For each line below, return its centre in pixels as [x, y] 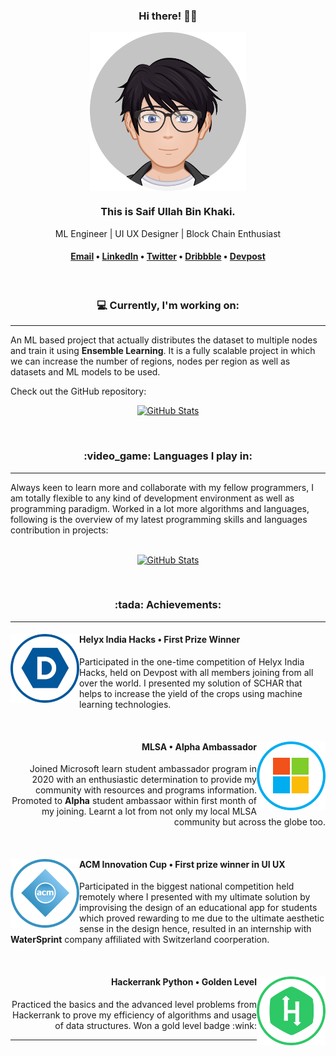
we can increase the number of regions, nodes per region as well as [150, 361]
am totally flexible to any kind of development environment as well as [152, 498]
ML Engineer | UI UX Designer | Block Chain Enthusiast [168, 233]
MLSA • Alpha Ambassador [199, 746]
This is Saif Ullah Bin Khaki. [168, 212]
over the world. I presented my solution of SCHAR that [191, 683]
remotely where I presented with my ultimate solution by [195, 897]
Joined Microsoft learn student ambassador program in [143, 769]
